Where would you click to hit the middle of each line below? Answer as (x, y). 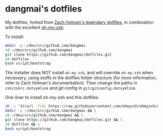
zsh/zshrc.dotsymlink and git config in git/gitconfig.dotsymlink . (71, 88)
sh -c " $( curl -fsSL (26, 106)
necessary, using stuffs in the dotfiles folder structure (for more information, (81, 78)
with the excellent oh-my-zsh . (35, 27)
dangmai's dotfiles (44, 9)
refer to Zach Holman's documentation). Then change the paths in (71, 83)
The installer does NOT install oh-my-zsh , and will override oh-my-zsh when (79, 73)
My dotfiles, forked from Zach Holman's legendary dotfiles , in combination (79, 22)
